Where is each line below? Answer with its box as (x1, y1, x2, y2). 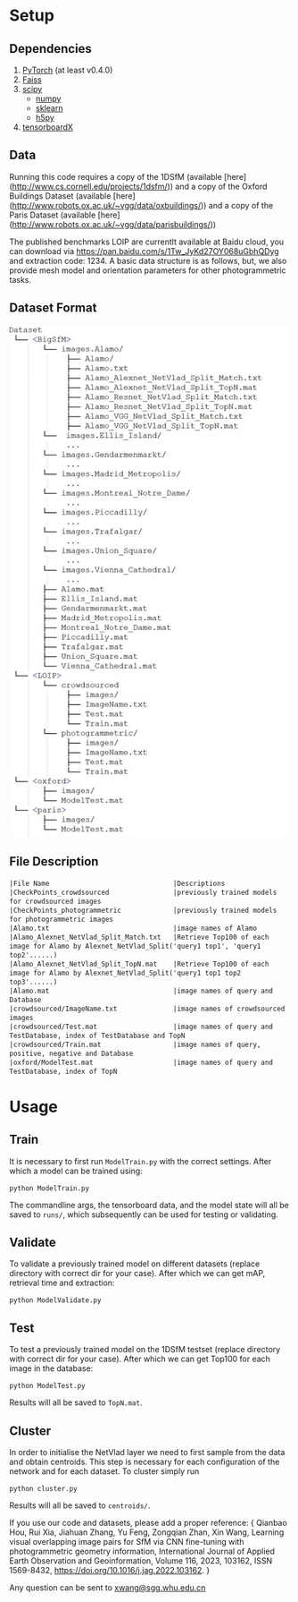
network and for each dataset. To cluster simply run (9, 1465, 200, 1477)
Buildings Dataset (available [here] (9, 190, 136, 201)
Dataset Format (9, 301, 97, 316)
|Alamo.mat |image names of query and (9, 986, 274, 995)
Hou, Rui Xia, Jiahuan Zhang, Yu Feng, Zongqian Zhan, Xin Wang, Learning (9, 1527, 285, 1538)
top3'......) (9, 977, 58, 986)
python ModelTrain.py (9, 1183, 90, 1193)
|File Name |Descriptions (9, 879, 226, 888)
